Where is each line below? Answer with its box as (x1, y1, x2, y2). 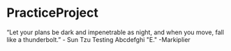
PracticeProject (6, 5, 98, 21)
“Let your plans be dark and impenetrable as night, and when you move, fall (6, 28, 225, 36)
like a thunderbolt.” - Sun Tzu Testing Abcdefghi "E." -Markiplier (6, 35, 191, 43)
